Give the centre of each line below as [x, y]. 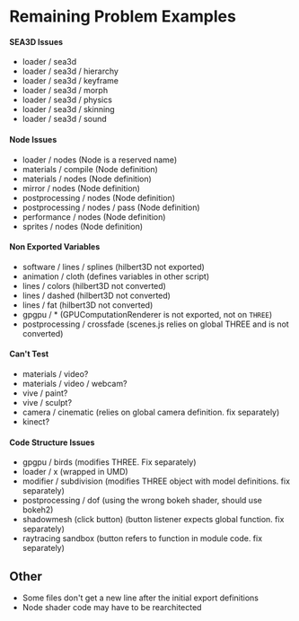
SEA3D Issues [36, 41]
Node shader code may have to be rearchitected [112, 608]
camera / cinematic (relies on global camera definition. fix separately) [151, 412]
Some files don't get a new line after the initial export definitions [140, 598]
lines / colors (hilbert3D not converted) [94, 285]
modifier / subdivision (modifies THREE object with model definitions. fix [156, 481]
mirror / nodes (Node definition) [81, 188]
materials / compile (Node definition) [90, 169]
